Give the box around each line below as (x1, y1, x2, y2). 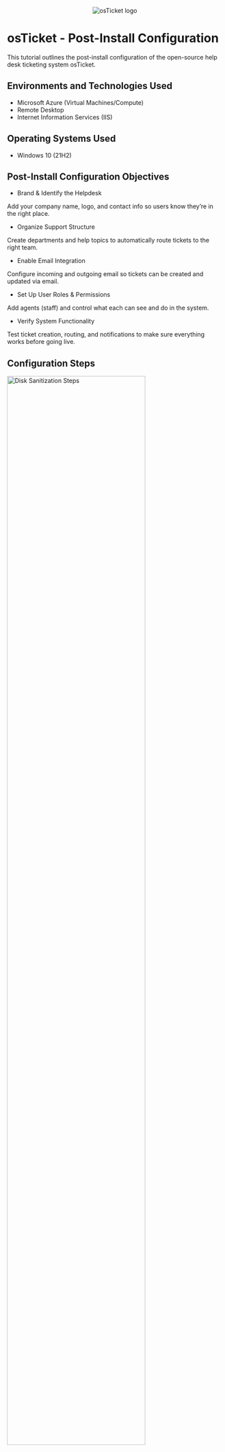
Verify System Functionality (16, 317, 95, 325)
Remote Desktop (16, 106, 64, 114)
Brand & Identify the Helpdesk (16, 189, 102, 197)
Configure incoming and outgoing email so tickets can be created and (7, 270, 204, 278)
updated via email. (7, 278, 59, 286)
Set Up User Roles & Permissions (16, 291, 111, 299)
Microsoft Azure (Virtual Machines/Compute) (16, 98, 144, 106)
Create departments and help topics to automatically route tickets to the (7, 236, 210, 245)
